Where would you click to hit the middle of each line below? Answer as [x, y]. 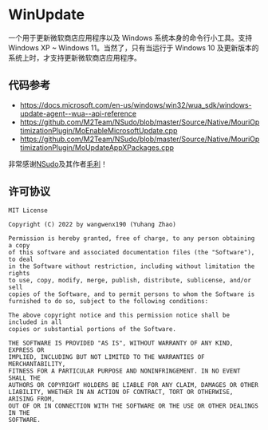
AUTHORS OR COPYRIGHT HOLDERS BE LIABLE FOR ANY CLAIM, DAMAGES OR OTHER [134, 385]
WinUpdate [47, 15]
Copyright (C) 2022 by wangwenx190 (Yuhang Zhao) [93, 224]
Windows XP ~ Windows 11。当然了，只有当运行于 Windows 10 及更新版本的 [134, 47]
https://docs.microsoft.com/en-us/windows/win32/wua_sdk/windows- [136, 105]
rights [19, 273]
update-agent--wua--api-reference [78, 113]
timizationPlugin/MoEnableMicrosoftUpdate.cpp [99, 130]
